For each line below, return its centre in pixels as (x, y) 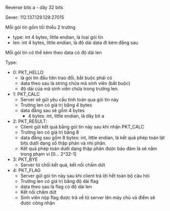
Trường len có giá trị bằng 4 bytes (56, 105)
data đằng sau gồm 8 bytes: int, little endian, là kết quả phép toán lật (92, 138)
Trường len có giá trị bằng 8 (50, 132)
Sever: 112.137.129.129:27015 (35, 17)
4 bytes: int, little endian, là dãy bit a (66, 116)
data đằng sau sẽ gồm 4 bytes (52, 110)
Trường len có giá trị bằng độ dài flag (59, 181)
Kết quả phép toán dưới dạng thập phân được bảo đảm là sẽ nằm (89, 149)
